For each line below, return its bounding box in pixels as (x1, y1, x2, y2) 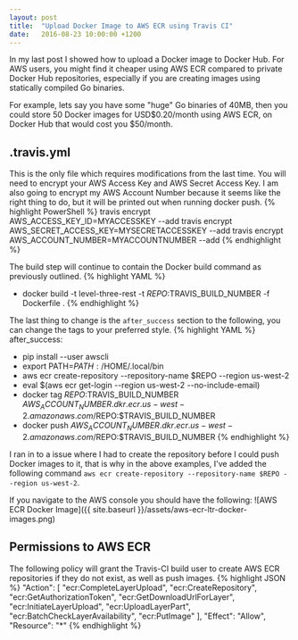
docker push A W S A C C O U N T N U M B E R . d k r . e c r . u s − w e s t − (21, 420, 234, 433)
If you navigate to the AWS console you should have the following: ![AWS (9, 495, 278, 505)
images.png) (9, 513, 56, 524)
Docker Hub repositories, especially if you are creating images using (9, 73, 261, 84)
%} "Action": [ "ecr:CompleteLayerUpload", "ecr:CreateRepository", (9, 582, 257, 593)
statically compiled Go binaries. (9, 82, 125, 94)
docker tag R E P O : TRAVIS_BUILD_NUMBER (21, 389, 179, 400)
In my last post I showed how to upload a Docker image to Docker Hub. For (9, 54, 285, 65)
